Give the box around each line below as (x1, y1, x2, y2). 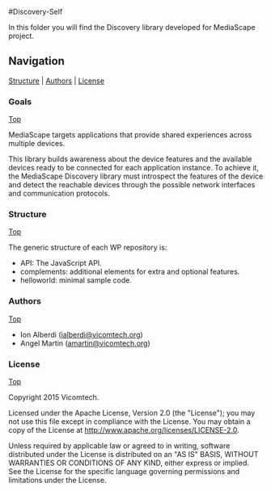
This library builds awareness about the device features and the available (8, 154, 252, 164)
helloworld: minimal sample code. (19, 275, 132, 285)
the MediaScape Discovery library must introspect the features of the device (8, 171, 264, 181)
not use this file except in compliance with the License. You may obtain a (8, 417, 251, 426)
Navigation (8, 54, 65, 68)
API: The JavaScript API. (19, 258, 103, 268)
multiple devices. (8, 139, 66, 149)
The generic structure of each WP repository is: (8, 242, 167, 253)
